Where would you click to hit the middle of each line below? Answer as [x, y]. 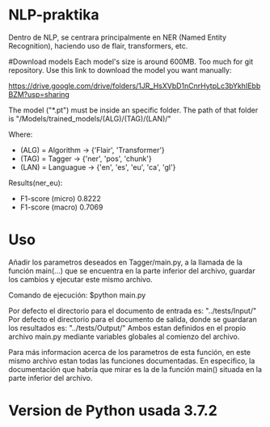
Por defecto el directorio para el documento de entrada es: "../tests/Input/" [133, 311]
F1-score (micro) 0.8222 [60, 198]
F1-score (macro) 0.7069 [61, 207]
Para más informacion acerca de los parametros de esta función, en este [129, 352]
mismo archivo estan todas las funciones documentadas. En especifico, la [132, 361]
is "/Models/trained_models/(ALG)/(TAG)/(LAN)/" [90, 118]
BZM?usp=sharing [39, 94]
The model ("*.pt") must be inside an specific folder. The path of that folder [133, 110]
